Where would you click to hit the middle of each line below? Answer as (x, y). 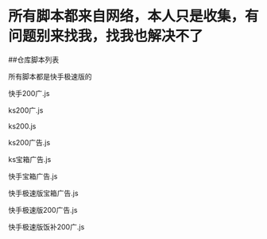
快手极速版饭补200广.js (46, 226)
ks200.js (22, 126)
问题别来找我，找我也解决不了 (106, 36)
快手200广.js (29, 93)
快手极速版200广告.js (43, 210)
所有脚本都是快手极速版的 (50, 76)
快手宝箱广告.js (33, 176)
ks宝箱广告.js (30, 159)
